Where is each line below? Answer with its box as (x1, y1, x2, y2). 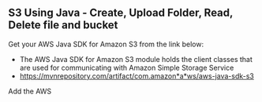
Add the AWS (8, 86, 52, 96)
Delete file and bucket (8, 19, 118, 32)
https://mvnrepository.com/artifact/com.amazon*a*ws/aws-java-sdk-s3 (19, 71, 254, 81)
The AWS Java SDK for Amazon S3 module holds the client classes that (19, 54, 253, 64)
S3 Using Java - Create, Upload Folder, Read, (8, 6, 234, 20)
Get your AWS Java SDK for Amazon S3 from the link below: (8, 39, 204, 49)
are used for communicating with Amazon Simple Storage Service (19, 63, 234, 72)
